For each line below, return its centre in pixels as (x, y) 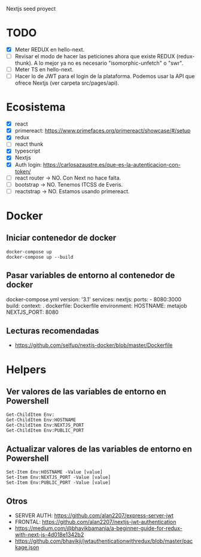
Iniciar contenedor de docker (61, 238)
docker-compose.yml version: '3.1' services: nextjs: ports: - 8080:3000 (94, 299)
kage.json (27, 547)
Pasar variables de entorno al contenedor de (91, 275)
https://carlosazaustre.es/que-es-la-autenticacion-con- (112, 164)
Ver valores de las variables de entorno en (86, 392)
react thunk (29, 144)
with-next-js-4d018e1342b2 (49, 534)
